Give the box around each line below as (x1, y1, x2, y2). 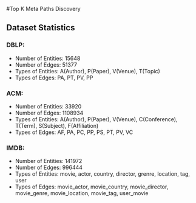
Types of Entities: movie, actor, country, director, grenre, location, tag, (15, 170, 190, 178)
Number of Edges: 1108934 (15, 109, 84, 116)
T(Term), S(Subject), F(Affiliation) (15, 122, 99, 129)
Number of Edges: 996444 (15, 164, 83, 171)
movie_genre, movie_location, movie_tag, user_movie (15, 190, 149, 197)
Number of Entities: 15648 (15, 55, 81, 62)
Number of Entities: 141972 (15, 158, 83, 165)
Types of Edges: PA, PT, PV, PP (15, 74, 93, 81)
